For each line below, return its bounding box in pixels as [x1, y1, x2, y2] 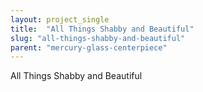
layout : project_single [10, 14, 110, 25]
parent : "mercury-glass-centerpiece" [10, 42, 168, 53]
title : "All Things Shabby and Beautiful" [10, 24, 195, 34]
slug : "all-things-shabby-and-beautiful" [10, 33, 186, 43]
